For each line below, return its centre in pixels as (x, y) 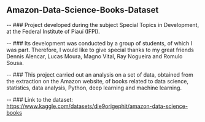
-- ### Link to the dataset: (40, 99)
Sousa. (15, 63)
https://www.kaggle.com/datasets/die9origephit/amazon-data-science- (97, 106)
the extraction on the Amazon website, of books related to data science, (98, 81)
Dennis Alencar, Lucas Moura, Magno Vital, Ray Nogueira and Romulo (95, 56)
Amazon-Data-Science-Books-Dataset (83, 10)
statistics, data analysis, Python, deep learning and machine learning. (94, 88)
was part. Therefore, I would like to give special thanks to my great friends (100, 50)
